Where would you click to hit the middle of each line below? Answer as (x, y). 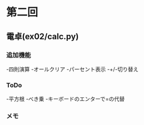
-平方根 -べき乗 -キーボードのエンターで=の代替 (65, 99)
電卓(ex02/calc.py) (43, 36)
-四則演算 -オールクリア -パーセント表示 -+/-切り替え (73, 69)
